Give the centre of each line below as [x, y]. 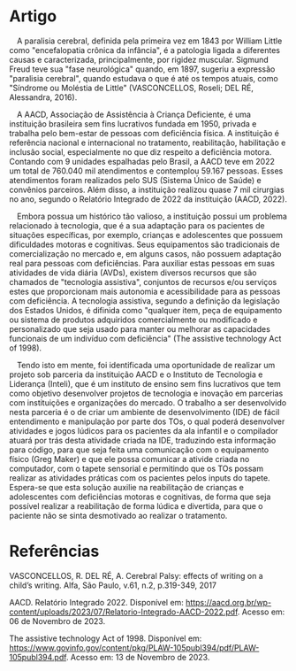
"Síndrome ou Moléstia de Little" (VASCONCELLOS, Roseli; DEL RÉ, [132, 88]
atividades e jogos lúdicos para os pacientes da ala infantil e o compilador [144, 430]
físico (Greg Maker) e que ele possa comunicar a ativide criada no [129, 459]
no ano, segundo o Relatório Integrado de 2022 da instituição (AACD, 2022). [148, 199]
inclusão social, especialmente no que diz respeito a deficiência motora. [140, 151]
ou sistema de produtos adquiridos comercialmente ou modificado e [133, 320]
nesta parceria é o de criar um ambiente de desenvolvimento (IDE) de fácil [144, 412]
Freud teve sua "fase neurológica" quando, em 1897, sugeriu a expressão [142, 69]
